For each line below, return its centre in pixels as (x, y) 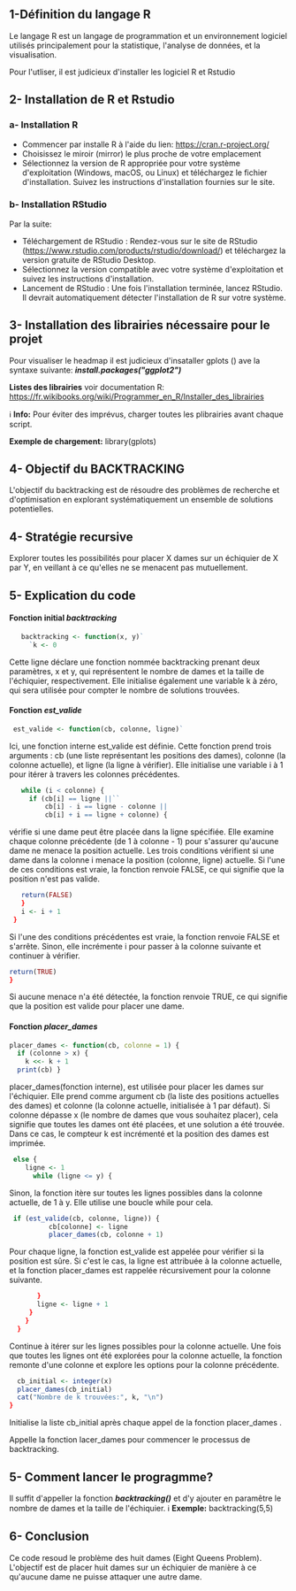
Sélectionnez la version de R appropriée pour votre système (131, 163)
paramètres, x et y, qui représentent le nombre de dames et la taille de (137, 671)
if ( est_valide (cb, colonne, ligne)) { (87, 1218)
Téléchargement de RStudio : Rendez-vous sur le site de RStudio (140, 241)
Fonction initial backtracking (63, 618)
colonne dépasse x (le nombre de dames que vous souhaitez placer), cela (144, 1115)
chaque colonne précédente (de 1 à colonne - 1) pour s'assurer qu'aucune (144, 842)
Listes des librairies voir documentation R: (87, 387)
